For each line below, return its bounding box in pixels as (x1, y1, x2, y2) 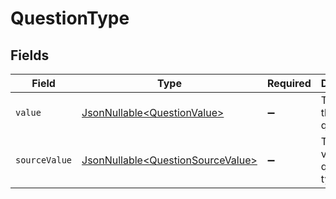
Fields (10, 47, 50, 64)
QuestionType (10, 7, 130, 30)
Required (266, 77, 312, 90)
